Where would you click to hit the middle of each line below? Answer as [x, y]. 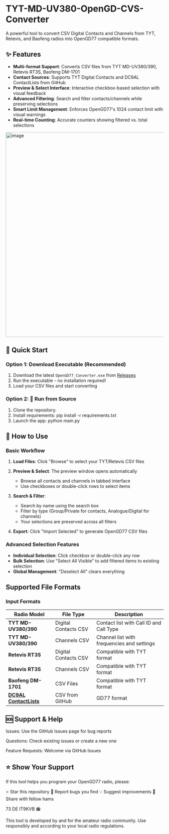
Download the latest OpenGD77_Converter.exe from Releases [74, 375]
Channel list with [116, 637]
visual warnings [29, 114]
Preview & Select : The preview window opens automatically [75, 471]
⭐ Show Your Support [40, 767]
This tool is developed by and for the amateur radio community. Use [76, 820]
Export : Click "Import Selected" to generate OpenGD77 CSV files [80, 531]
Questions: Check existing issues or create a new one [61, 741]
